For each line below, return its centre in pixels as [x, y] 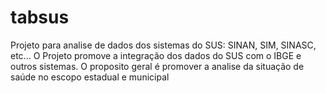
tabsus [40, 17]
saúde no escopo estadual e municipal [90, 77]
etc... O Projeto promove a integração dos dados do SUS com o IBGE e [156, 55]
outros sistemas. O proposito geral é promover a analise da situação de [157, 66]
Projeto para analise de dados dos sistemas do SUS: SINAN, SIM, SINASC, [163, 45]
